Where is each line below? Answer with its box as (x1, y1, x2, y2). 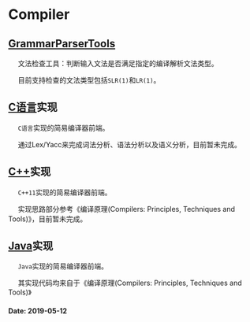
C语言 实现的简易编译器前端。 (17, 123, 110, 132)
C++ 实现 (8, 165, 51, 179)
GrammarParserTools (8, 37, 116, 50)
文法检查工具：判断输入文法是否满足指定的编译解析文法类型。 (17, 59, 218, 68)
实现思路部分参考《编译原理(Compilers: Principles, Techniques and (17, 204, 235, 213)
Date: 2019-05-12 (8, 306, 68, 316)
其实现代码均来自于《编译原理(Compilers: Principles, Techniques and (17, 278, 242, 288)
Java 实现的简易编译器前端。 (17, 261, 109, 271)
